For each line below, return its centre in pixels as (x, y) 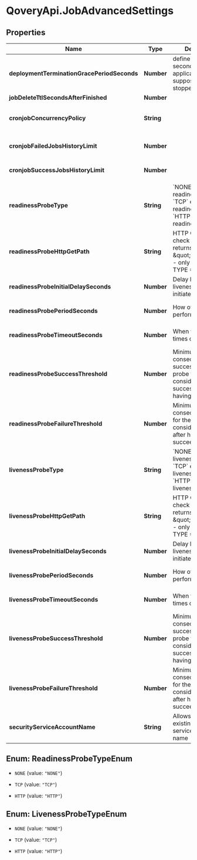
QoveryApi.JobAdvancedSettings (90, 11)
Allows (182, 716)
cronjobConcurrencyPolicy (47, 118)
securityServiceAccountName (52, 727)
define (181, 59)
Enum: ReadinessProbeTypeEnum (69, 759)
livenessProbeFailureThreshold (53, 688)
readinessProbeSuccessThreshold (58, 374)
